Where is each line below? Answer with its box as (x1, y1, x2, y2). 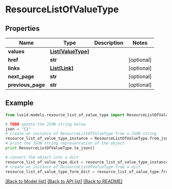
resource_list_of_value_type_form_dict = (5, 169, 95, 174)
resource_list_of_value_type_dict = (5, 159, 83, 165)
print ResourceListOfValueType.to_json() (5, 145, 95, 151)
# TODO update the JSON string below (5, 122, 86, 127)
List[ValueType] (50, 48, 90, 55)
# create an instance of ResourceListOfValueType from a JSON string (5, 131, 157, 137)
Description (94, 40, 124, 46)
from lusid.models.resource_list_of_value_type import (5, 112, 125, 118)
